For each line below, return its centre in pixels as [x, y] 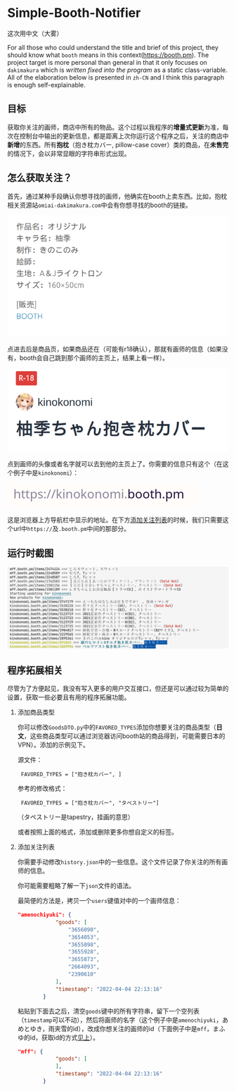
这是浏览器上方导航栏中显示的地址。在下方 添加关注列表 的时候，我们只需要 [115, 520]
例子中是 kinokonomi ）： [46, 473]
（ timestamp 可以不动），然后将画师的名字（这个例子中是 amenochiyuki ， [120, 1020]
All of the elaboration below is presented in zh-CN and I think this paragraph [116, 77]
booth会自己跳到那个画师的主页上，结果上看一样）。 [94, 358]
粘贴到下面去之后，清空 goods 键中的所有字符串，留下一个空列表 [109, 1011]
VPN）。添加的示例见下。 [53, 745]
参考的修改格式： [42, 788]
